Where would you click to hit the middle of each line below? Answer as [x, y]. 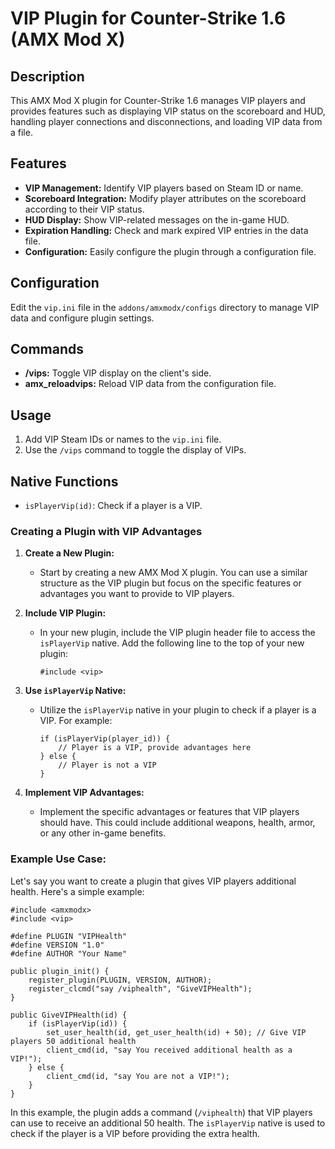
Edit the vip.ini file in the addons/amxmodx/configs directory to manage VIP [165, 307]
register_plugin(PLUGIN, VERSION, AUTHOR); [120, 980]
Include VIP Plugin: [65, 613]
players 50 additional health [73, 1041]
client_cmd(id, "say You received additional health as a [169, 1050]
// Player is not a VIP [107, 765]
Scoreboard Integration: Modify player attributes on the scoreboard [165, 198]
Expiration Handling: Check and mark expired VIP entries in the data [166, 230]
